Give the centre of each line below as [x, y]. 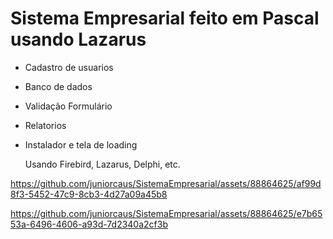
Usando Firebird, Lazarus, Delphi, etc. [102, 164]
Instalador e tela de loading [81, 144]
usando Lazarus [78, 39]
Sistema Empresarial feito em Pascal [165, 18]
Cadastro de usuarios [69, 67]
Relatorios [45, 125]
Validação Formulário [68, 106]
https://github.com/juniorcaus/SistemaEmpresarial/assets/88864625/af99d [166, 183]
